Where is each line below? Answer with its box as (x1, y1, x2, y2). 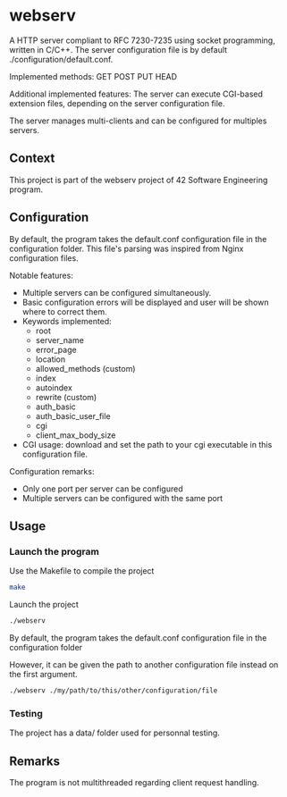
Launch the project (9, 600, 79, 610)
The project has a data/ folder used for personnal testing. (9, 727, 221, 738)
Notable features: (9, 270, 73, 281)
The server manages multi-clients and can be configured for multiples (9, 115, 267, 126)
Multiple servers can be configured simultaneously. (21, 287, 212, 298)
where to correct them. (21, 306, 107, 317)
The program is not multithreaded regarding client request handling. (9, 776, 259, 787)
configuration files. (9, 252, 79, 264)
